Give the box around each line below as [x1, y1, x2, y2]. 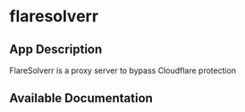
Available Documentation [9, 91, 154, 106]
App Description [9, 42, 103, 57]
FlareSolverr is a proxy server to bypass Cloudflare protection [9, 65, 237, 76]
